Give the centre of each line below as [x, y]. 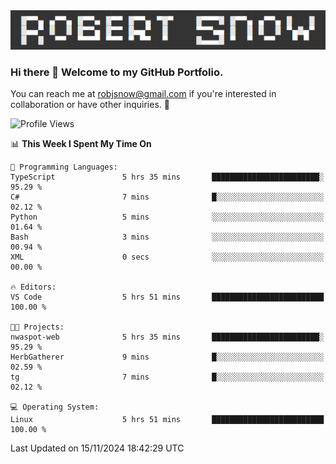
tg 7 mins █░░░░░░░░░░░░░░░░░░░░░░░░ [167, 377]
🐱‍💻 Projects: [37, 327]
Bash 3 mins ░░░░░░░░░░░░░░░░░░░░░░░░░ [167, 237]
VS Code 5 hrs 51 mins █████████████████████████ [167, 297]
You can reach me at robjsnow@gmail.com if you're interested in [143, 94]
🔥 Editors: [33, 287]
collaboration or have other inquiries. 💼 [90, 105]
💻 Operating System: [55, 407]
